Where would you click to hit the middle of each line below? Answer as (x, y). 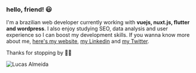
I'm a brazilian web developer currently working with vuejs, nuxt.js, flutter (98, 23)
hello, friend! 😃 (29, 9)
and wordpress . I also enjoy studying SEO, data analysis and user (87, 28)
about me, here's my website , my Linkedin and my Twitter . (78, 42)
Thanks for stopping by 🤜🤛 (39, 53)
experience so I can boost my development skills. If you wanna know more (98, 35)
